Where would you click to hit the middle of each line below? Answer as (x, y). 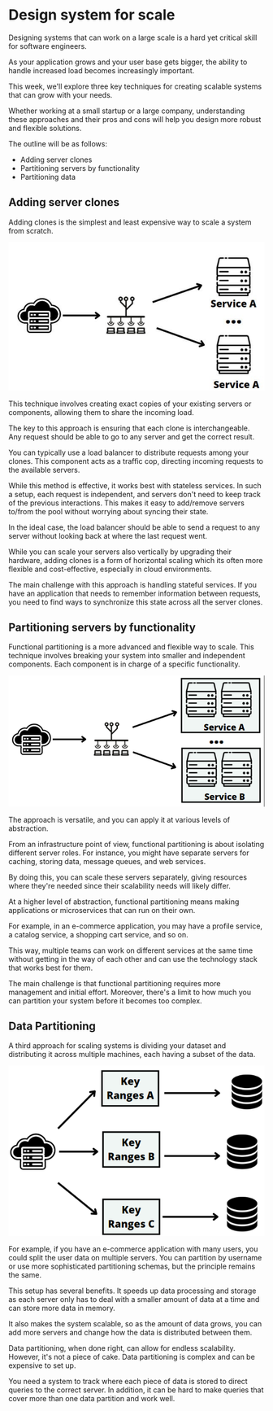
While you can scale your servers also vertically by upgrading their (120, 552)
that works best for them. (51, 968)
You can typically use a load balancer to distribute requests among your (129, 452)
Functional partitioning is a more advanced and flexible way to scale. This (131, 647)
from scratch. (31, 230)
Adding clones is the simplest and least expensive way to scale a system (130, 222)
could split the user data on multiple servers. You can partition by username (135, 1257)
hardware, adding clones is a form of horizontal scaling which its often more (136, 560)
